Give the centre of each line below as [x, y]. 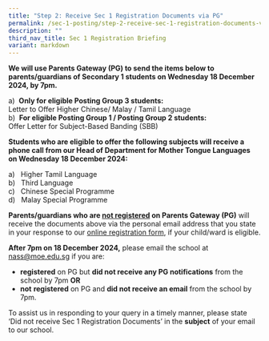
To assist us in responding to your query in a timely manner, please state [128, 313]
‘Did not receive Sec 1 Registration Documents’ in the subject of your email [132, 322]
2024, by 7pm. [33, 86]
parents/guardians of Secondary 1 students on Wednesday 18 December [131, 77]
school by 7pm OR [50, 280]
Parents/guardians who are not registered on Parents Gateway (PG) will [129, 215]
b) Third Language [41, 183]
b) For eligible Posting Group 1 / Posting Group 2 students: [107, 118]
